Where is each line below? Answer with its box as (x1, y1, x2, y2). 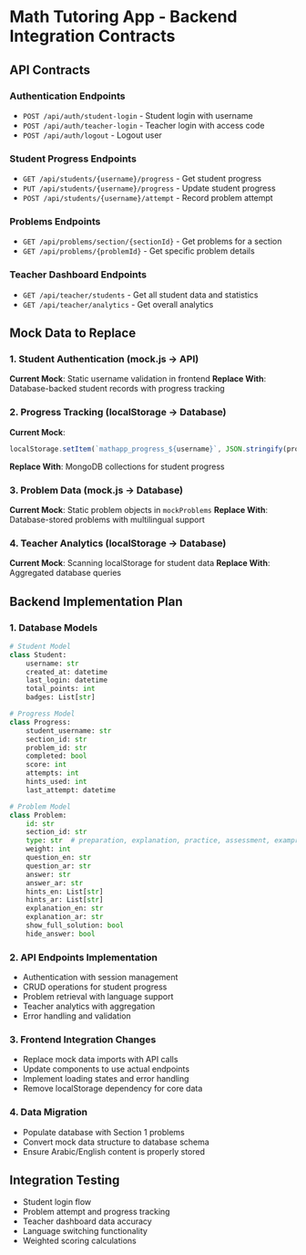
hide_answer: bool (25, 929, 96, 938)
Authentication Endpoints (9, 89, 126, 102)
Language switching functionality (22, 1226, 148, 1237)
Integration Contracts (9, 26, 176, 47)
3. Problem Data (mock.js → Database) (9, 484, 184, 497)
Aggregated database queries (9, 568, 121, 579)
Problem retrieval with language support (22, 991, 174, 1002)
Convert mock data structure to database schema (22, 1136, 209, 1147)
